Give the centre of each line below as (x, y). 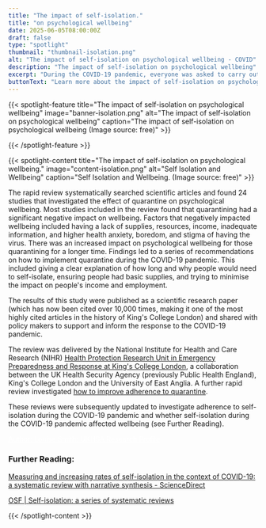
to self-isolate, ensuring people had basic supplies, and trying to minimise (129, 276)
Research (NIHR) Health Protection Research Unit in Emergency (112, 358)
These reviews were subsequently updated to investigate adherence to (124, 406)
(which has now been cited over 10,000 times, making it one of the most (126, 309)
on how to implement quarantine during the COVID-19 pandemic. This (122, 260)
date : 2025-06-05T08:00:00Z (55, 30)
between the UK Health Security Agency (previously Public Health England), (133, 374)
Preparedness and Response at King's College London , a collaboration (123, 366)
